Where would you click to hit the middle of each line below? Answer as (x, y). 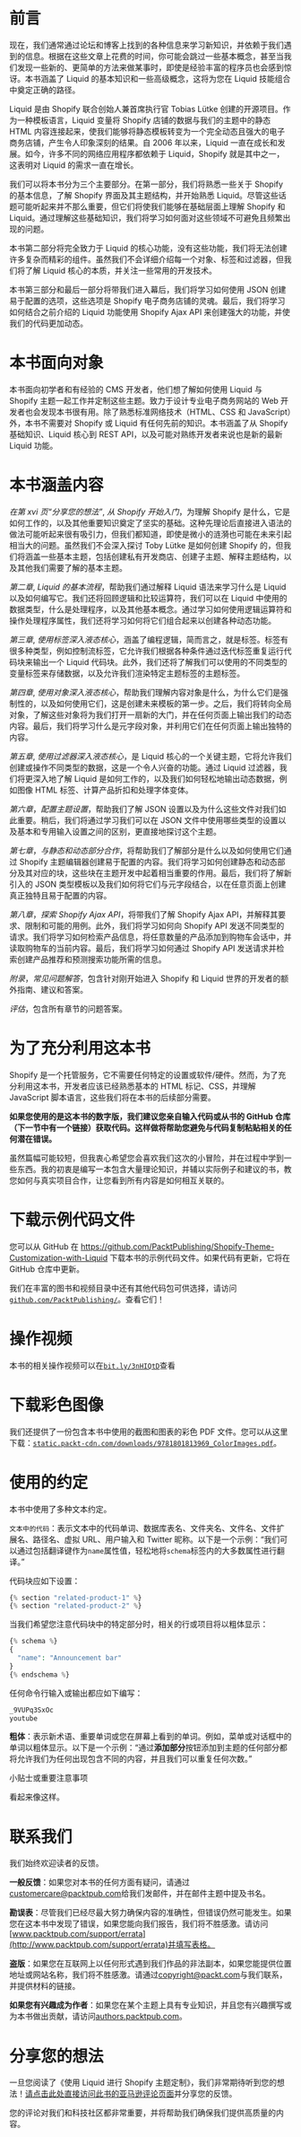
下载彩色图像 (57, 1405)
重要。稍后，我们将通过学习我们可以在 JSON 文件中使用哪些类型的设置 (148, 820)
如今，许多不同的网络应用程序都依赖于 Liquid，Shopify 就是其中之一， (155, 153)
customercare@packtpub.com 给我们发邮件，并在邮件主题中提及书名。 (140, 1894)
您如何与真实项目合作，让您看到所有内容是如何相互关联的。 (119, 1180)
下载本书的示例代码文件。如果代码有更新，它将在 (200, 1257)
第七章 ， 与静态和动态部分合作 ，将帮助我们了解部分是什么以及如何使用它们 (146, 850)
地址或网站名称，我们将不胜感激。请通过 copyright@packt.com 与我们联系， (148, 1975)
